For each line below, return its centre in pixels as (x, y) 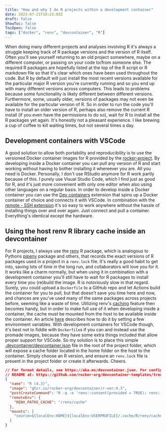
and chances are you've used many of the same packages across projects (81, 298)
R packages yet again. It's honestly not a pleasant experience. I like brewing (82, 120)
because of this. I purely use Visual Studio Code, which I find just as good (80, 179)
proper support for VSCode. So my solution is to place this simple (72, 340)
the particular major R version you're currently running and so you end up (80, 83)
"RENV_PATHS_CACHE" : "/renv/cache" (51, 402)
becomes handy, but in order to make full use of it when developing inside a (82, 309)
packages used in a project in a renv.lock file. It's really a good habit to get (82, 261)
